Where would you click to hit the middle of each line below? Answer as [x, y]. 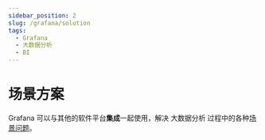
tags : [17, 30]
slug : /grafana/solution [49, 23]
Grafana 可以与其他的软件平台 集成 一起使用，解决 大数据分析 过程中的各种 [129, 118]
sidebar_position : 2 [43, 16]
